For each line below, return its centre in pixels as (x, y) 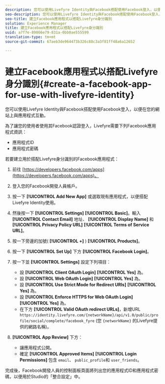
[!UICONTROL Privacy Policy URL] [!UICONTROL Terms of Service (81, 225)
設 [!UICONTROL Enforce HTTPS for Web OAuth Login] (76, 297)
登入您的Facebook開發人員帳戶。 (46, 186)
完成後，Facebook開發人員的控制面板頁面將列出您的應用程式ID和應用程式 (80, 370)
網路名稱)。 (40, 326)
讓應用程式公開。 (37, 348)
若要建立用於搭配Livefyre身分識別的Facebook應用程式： (62, 159)
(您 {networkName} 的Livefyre (124, 321)
